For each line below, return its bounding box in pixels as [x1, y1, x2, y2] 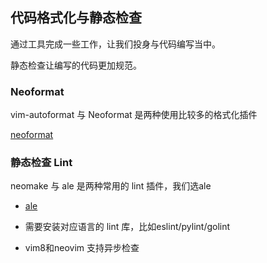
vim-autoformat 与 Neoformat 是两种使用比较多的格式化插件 [10, 109, 258, 121]
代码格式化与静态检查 [10, 9, 142, 27]
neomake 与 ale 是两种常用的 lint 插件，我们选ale [10, 180, 212, 192]
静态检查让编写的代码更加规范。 [10, 59, 142, 71]
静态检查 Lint [10, 156, 73, 170]
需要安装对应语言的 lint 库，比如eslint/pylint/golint [24, 221, 231, 233]
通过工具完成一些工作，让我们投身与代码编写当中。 [10, 38, 221, 50]
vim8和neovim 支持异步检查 [24, 242, 140, 254]
